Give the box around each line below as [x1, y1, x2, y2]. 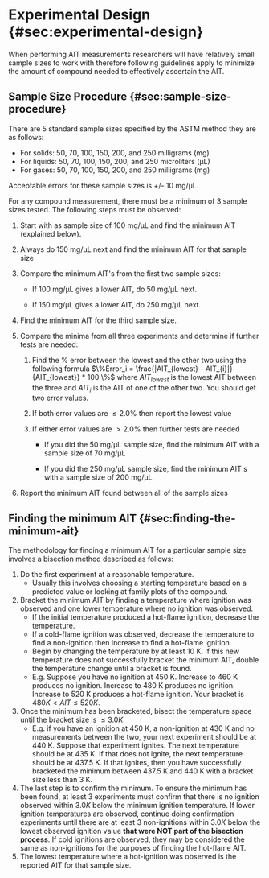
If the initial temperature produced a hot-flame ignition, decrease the [31, 612, 259, 622]
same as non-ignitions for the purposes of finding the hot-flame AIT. [19, 843, 247, 853]
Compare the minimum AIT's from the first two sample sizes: [19, 268, 221, 278]
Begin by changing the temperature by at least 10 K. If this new [31, 646, 239, 657]
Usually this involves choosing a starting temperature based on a [31, 578, 247, 588]
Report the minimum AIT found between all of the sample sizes [19, 488, 229, 498]
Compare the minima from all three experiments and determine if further [19, 331, 259, 340]
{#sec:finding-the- [139, 511, 236, 525]
